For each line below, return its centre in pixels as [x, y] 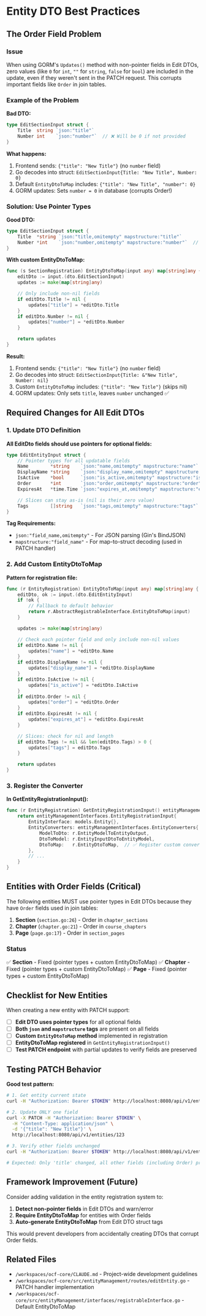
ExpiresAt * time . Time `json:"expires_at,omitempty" [87, 489]
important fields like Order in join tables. [56, 84]
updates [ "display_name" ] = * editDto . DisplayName [92, 668]
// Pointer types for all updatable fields [74, 461]
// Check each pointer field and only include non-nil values [98, 640]
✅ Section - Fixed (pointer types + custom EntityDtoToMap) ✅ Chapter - [98, 962]
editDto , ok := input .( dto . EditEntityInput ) [75, 594]
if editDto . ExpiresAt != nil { [57, 714]
